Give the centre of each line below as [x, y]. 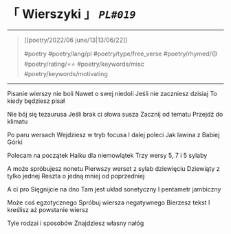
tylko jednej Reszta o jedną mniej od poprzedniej [76, 176]
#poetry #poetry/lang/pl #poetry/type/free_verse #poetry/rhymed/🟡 [121, 54]
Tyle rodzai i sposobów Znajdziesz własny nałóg [76, 223]
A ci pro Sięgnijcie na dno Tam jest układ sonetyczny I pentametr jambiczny [114, 189]
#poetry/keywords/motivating [66, 73]
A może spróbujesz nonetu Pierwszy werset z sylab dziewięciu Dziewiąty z [113, 168]
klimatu [18, 121]
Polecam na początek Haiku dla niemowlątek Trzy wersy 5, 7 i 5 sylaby [107, 155]
